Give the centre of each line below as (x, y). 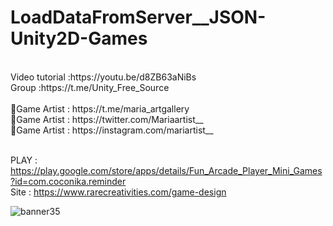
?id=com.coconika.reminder (68, 181)
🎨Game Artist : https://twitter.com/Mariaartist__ (107, 119)
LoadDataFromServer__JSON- (138, 17)
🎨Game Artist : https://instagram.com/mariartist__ (112, 130)
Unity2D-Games (79, 38)
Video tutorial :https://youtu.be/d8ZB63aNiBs (103, 77)
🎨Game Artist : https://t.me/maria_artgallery (100, 108)
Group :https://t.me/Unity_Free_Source (90, 87)
